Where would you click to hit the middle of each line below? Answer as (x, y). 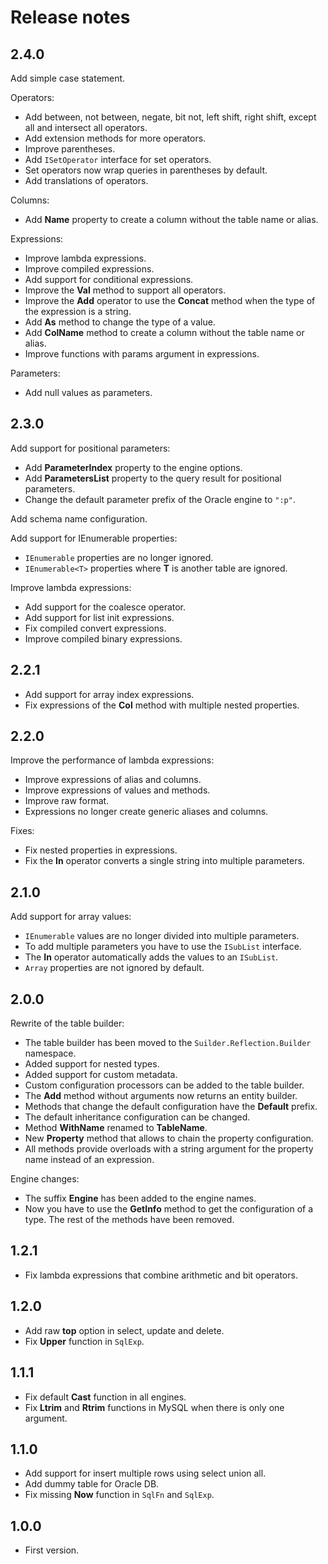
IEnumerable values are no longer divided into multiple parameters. (162, 936)
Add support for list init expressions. (99, 617)
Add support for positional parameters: (90, 448)
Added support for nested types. (92, 1064)
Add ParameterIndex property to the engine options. (133, 467)
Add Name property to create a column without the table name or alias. (171, 219)
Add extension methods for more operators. (115, 138)
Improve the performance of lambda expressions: (112, 760)
